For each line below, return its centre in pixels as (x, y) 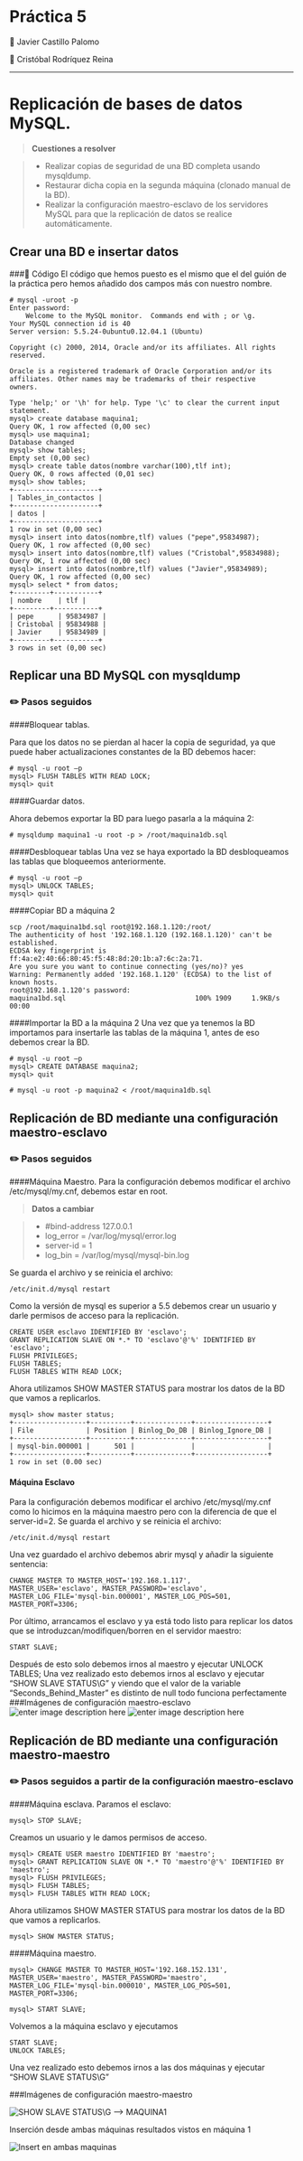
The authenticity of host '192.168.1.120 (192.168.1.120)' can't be (141, 935)
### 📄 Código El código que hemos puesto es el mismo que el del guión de (148, 274)
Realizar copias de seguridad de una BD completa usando (152, 165)
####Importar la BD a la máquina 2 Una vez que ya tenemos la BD (132, 1023)
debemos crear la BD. (50, 1042)
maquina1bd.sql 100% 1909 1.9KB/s (145, 999)
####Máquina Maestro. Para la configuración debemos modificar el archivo (150, 1182)
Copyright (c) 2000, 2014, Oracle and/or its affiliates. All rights (143, 347)
